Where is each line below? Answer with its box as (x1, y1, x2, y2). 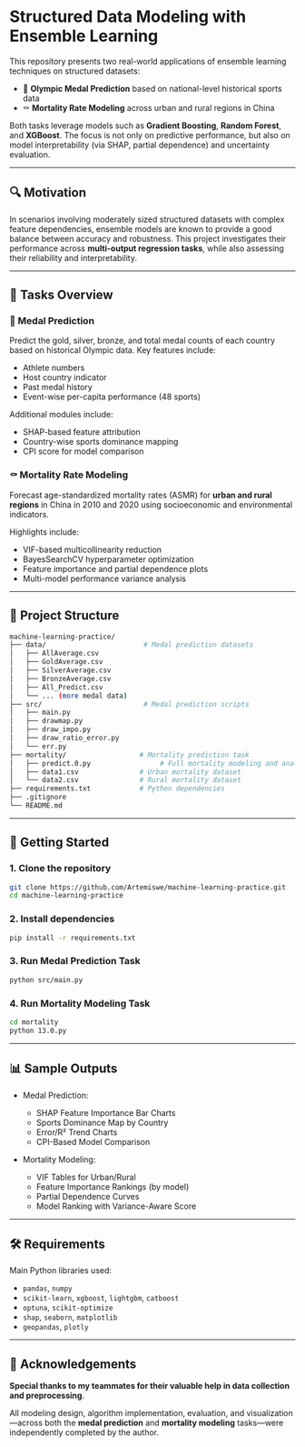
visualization (246, 1408, 293, 1419)
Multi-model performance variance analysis (22, 573, 187, 584)
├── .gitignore (9, 793, 67, 802)
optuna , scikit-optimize (22, 1302, 113, 1313)
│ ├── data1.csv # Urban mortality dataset (9, 767, 242, 777)
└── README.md (9, 801, 64, 810)
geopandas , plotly (22, 1321, 89, 1332)
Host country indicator (22, 372, 107, 383)
